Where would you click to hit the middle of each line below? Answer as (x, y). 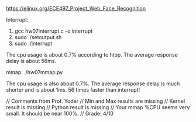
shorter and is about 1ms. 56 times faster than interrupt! (73, 90)
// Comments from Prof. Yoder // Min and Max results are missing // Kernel (96, 101)
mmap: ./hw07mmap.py (35, 72)
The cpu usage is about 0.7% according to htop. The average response (92, 55)
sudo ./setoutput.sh (38, 37)
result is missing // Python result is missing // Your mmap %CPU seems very (98, 107)
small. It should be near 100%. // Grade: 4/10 (60, 114)
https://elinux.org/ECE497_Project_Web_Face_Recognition (76, 8)
